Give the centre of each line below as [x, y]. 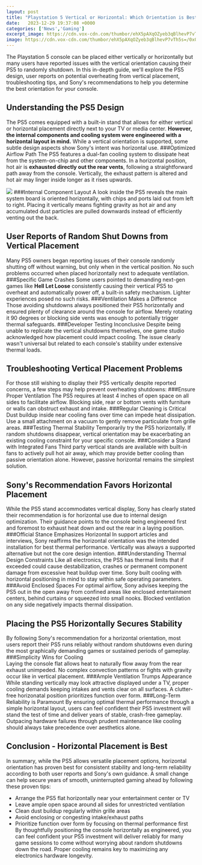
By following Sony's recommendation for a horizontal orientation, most [94, 638]
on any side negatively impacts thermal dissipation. [70, 605]
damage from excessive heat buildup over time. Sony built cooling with [94, 573]
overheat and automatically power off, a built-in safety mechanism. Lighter [99, 292]
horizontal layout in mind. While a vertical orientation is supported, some [97, 141]
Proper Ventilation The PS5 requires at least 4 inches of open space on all [98, 396]
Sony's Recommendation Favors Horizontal [89, 485]
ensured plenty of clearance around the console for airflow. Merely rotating [99, 311]
